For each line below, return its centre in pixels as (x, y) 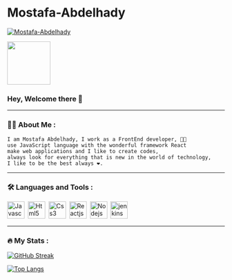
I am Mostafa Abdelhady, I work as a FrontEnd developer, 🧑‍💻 (97, 139)
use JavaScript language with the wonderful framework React (97, 145)
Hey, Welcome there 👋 (45, 99)
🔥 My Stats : (28, 241)
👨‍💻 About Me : (32, 125)
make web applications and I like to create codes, (83, 151)
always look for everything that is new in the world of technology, (109, 157)
